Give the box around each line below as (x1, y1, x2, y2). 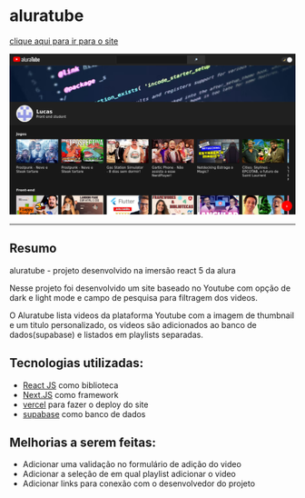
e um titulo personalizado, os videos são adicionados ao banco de (9, 319, 257, 330)
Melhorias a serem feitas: (9, 434, 156, 450)
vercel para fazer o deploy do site (22, 399, 149, 410)
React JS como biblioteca (22, 379, 119, 391)
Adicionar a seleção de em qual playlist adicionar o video (22, 469, 236, 480)
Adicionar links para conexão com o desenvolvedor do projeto (22, 478, 256, 489)
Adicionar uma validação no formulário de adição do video (22, 459, 242, 470)
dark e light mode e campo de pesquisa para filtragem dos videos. (9, 292, 259, 303)
